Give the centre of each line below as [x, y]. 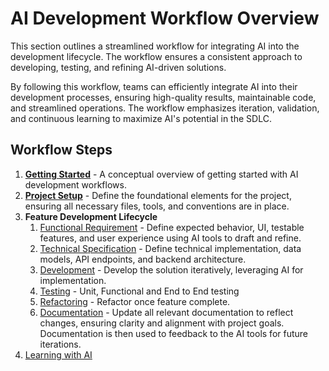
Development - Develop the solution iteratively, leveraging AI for [171, 269]
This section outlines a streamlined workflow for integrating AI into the [155, 46]
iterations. [60, 344]
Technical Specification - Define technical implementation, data [170, 248]
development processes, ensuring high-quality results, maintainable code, [163, 97]
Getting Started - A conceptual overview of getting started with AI [161, 174]
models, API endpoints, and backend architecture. [143, 259]
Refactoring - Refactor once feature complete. [135, 301]
